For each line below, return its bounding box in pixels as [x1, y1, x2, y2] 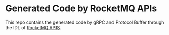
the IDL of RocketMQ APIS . [5, 24, 62, 30]
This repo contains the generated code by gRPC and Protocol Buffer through [5, 19, 164, 25]
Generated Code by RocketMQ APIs [5, 3, 157, 14]
